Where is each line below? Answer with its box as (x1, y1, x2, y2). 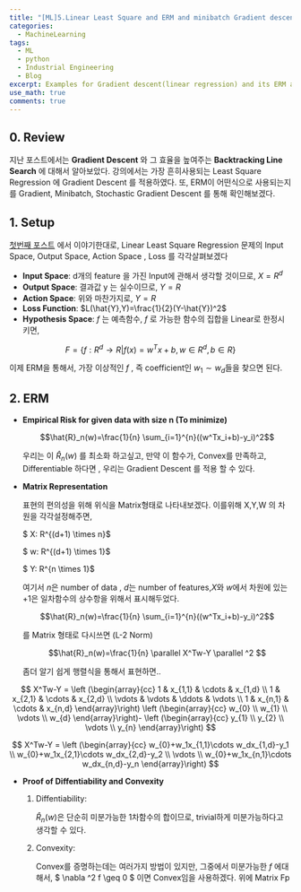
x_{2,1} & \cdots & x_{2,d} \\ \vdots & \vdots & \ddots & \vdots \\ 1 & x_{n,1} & (12, 693, 289, 704)
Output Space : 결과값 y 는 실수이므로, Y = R (21, 281, 181, 292)
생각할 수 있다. (35, 824, 87, 835)
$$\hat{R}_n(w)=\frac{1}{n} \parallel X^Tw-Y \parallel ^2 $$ (47, 647, 267, 658)
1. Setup (9, 214, 56, 229)
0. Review (9, 129, 65, 144)
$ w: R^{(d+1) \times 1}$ (21, 546, 111, 557)
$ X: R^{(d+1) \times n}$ (21, 528, 112, 539)
